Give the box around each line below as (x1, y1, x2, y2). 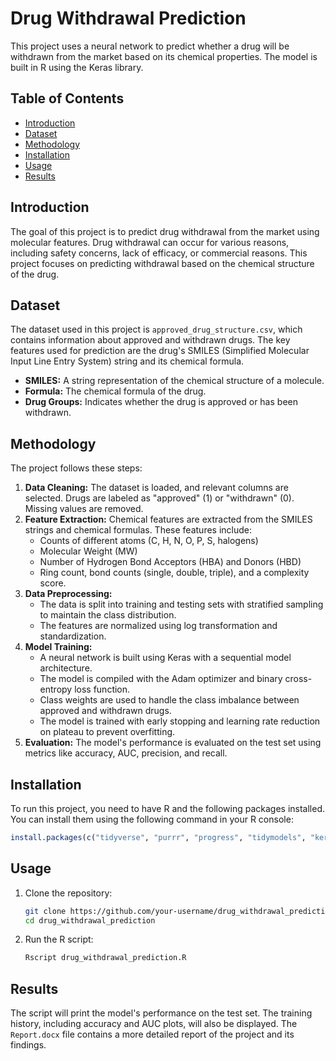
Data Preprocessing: (24, 588, 113, 600)
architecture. (39, 662, 93, 674)
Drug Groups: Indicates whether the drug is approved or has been (24, 396, 298, 408)
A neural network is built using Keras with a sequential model (39, 652, 292, 664)
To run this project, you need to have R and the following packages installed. (10, 803, 326, 814)
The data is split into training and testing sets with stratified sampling (39, 598, 324, 611)
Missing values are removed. (24, 503, 144, 515)
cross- (284, 673, 313, 685)
